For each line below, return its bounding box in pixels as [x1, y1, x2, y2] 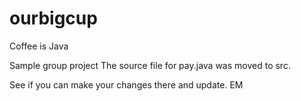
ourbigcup [9, 7, 98, 30]
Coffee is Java [9, 40, 69, 52]
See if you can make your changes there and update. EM [9, 78, 244, 91]
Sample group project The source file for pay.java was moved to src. [9, 59, 291, 71]
